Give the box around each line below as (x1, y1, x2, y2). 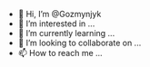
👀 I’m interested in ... (17, 18, 95, 29)
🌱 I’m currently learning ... (17, 28, 115, 38)
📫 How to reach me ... (17, 48, 103, 58)
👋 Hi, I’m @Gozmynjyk (17, 9, 102, 19)
